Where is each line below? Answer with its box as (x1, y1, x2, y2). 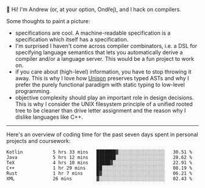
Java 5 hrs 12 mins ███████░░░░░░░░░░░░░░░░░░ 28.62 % (6, 155, 192, 161)
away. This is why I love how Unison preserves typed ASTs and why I (15, 75, 189, 82)
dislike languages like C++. (15, 113, 84, 120)
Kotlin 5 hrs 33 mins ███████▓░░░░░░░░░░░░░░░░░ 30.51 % (6, 149, 192, 155)
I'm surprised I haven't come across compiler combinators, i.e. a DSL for (15, 43, 198, 49)
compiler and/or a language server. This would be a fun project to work (15, 55, 194, 62)
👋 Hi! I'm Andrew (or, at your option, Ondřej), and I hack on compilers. (6, 6, 181, 13)
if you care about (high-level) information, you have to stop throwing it (15, 68, 192, 75)
